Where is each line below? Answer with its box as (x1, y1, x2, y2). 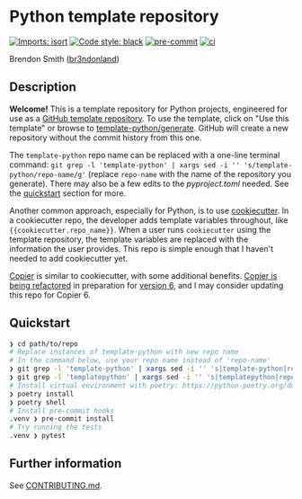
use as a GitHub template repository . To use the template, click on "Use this (9, 112, 289, 123)
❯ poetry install (9, 389, 75, 398)
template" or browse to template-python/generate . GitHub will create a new (9, 122, 289, 133)
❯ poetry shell (9, 397, 67, 406)
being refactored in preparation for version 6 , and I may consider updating (9, 280, 284, 290)
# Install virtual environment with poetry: (9, 380, 179, 390)
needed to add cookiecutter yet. (9, 253, 129, 263)
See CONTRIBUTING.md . (9, 479, 102, 491)
